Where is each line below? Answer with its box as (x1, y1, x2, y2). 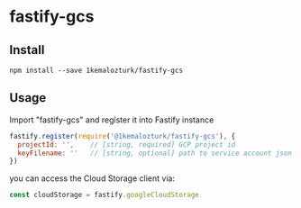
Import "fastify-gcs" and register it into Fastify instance (9, 114, 214, 125)
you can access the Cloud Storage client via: (9, 173, 176, 184)
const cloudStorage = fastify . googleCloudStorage (9, 191, 200, 200)
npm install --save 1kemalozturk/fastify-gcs (9, 66, 183, 75)
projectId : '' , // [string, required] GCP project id (17, 140, 236, 149)
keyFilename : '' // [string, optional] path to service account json (17, 149, 293, 158)
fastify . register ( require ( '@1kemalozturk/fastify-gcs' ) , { (9, 131, 236, 140)
